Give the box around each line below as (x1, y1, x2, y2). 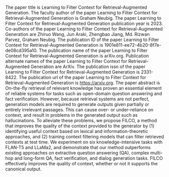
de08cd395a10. (5, 48, 38, 53)
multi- (150, 150, 163, 156)
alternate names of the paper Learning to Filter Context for (5, 58, 128, 64)
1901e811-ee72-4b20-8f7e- (104, 42, 161, 48)
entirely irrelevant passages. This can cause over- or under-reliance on (5, 107, 153, 113)
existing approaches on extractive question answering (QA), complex (5, 150, 149, 156)
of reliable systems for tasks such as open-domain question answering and (5, 91, 162, 96)
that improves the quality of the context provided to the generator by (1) (5, 123, 155, 129)
